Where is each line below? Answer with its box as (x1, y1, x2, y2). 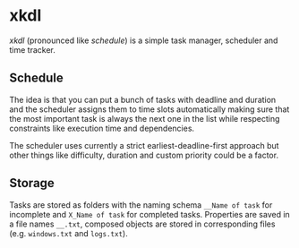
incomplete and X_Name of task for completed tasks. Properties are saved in (9, 209, 291, 219)
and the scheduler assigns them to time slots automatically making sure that (9, 104, 290, 115)
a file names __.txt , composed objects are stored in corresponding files (9, 218, 276, 229)
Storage (9, 175, 56, 191)
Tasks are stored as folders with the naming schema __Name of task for (9, 199, 273, 210)
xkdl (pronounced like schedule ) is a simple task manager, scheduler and (9, 35, 278, 46)
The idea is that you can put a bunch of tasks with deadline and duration (9, 94, 277, 105)
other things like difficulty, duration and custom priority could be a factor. (9, 150, 279, 160)
